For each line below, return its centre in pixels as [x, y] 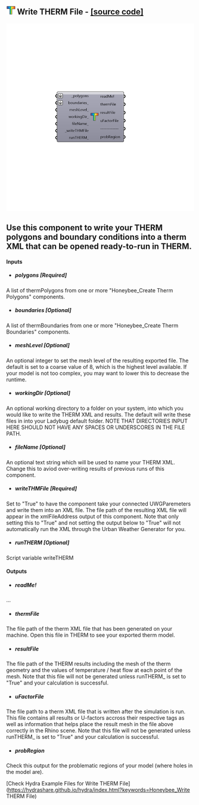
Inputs [14, 261]
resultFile [27, 649]
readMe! [26, 585]
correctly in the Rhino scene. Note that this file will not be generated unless [98, 730]
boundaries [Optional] [43, 310]
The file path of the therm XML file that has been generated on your [89, 629]
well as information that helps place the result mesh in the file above [90, 724]
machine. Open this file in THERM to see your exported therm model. [91, 635]
